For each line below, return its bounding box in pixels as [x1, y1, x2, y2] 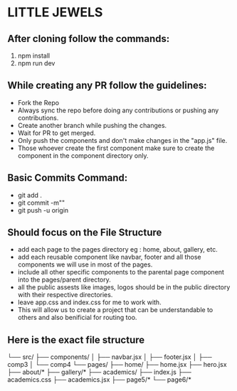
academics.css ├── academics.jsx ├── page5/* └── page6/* [7, 375, 192, 384]
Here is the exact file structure [7, 333, 145, 346]
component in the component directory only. [17, 151, 149, 160]
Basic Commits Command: [7, 172, 128, 184]
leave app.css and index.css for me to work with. [17, 298, 162, 306]
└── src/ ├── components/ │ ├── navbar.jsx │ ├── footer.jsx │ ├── [7, 353, 212, 361]
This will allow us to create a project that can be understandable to [17, 306, 214, 314]
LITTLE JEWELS [7, 4, 103, 21]
